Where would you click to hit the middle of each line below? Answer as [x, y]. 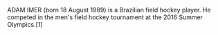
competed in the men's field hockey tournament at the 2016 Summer [105, 17]
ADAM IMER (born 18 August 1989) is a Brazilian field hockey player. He [109, 10]
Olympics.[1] [25, 24]
